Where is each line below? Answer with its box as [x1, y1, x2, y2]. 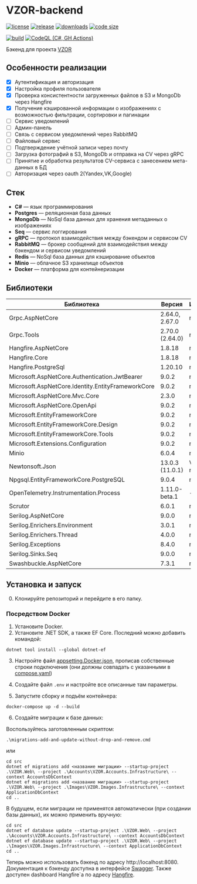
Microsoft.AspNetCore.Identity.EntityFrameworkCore [9, 382, 155, 391]
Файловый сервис [14, 138, 60, 145]
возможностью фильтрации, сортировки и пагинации [14, 111, 150, 118]
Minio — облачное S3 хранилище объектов [14, 259, 124, 266]
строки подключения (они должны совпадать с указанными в [14, 663, 171, 670]
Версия [161, 301, 183, 309]
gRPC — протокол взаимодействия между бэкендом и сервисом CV [14, 235, 188, 242]
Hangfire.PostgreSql [9, 363, 65, 371]
